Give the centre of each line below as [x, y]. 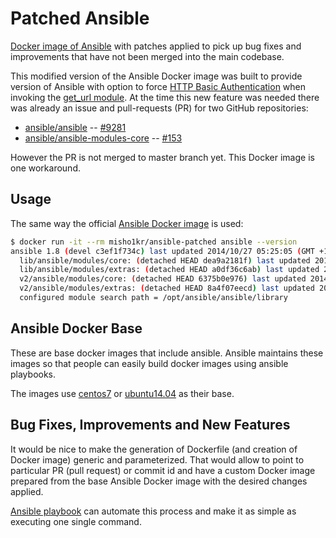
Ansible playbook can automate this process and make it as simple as [153, 511]
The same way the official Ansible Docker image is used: [127, 223]
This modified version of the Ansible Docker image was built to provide [156, 76]
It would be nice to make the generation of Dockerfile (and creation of [154, 449]
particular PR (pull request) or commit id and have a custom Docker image [163, 470]
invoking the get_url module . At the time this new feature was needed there [165, 97]
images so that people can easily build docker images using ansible [149, 363]
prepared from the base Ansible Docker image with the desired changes [159, 481]
